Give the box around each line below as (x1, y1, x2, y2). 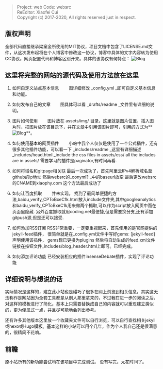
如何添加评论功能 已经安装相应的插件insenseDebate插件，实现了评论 (12, 253, 150, 259)
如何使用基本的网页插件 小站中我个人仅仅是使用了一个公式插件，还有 (12, 140, 158, 146)
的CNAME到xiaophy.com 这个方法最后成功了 (12, 180, 102, 186)
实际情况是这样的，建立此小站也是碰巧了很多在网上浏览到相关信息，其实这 (5, 289, 154, 295)
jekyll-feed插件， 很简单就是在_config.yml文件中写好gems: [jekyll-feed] (12, 231, 155, 237)
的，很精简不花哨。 (5, 330, 44, 335)
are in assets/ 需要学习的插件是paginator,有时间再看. (12, 157, 117, 163)
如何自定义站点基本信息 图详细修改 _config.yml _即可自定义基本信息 (12, 85, 156, 91)
